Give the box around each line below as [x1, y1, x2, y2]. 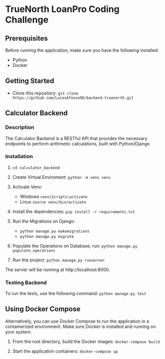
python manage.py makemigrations [19, 228, 90, 233]
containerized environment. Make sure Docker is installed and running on [5, 323, 156, 329]
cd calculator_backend [12, 165, 60, 170]
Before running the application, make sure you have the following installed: [5, 47, 159, 53]
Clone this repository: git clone [12, 90, 78, 96]
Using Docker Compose [5, 305, 81, 313]
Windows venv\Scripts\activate [19, 193, 87, 199]
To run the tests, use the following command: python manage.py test [5, 290, 146, 296]
